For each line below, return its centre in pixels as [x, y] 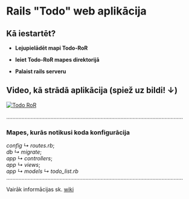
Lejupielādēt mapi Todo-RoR [51, 48]
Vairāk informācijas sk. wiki [40, 189]
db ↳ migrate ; [24, 152]
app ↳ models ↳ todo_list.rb [42, 171]
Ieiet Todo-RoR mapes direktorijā [57, 60]
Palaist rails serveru [40, 71]
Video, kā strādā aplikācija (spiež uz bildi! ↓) [92, 90]
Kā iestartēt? [31, 34]
